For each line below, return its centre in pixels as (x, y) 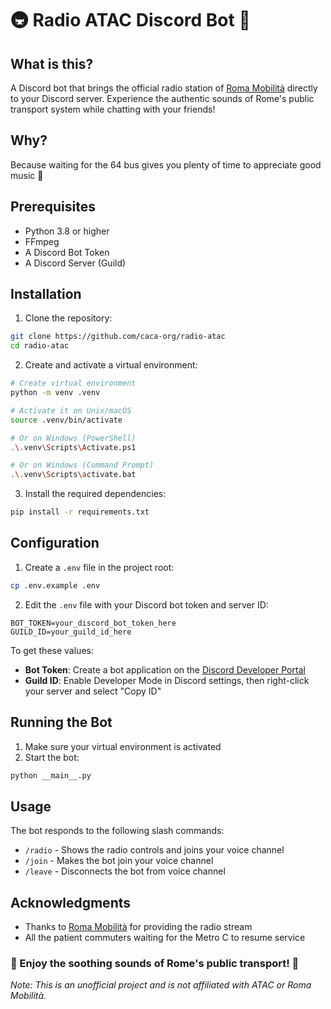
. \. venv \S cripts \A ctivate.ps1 (73, 447)
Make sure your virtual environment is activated (123, 746)
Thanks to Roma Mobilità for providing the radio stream (138, 927)
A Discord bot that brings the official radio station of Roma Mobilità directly (164, 88)
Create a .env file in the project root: (99, 567)
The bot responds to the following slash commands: (117, 831)
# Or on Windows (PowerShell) (73, 438)
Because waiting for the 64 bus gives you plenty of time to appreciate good (166, 164)
